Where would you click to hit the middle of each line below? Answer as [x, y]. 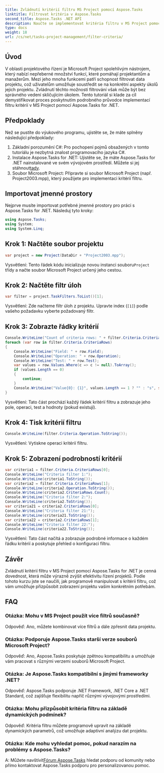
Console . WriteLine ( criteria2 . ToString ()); [49, 502]
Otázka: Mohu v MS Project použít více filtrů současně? [72, 616]
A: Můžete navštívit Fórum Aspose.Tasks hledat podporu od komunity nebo [80, 760]
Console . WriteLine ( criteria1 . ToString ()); [49, 479]
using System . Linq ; [25, 229]
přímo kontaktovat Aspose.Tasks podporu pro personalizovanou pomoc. [78, 765]
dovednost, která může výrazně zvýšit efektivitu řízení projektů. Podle [75, 576]
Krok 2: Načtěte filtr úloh [43, 286]
